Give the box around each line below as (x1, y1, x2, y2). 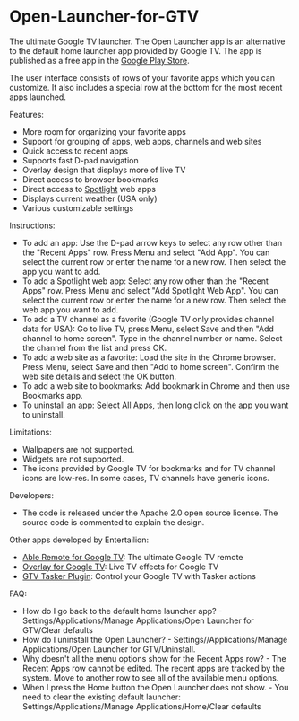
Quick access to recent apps (21, 145, 128, 156)
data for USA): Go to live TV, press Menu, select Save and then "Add (21, 323, 275, 334)
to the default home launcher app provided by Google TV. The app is (9, 45, 262, 56)
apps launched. (9, 92, 67, 102)
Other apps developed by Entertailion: (9, 534, 149, 545)
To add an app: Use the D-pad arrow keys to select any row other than (21, 237, 283, 248)
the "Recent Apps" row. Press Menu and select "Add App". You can (21, 247, 270, 258)
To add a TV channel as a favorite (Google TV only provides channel (21, 313, 275, 324)
